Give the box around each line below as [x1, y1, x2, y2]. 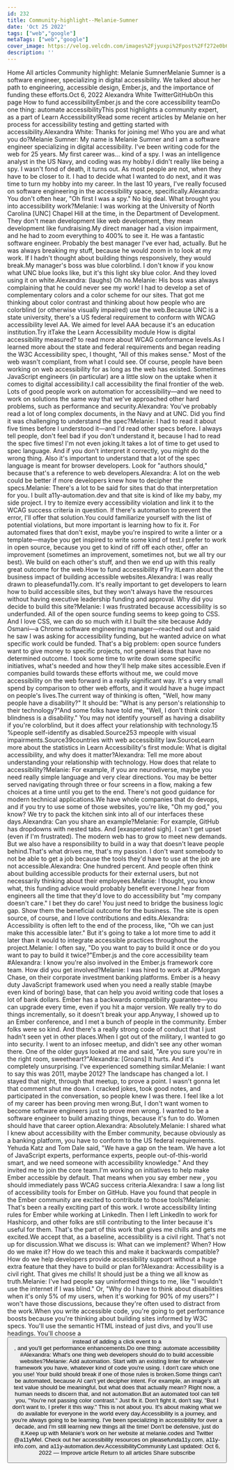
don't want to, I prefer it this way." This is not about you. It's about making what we [12, 1403, 222, 1411]
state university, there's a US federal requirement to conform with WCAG [7, 313, 216, 321]
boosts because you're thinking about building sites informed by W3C [7, 1314, 208, 1323]
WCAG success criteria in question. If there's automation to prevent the [7, 505, 212, 514]
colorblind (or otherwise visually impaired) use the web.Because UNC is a [7, 305, 219, 314]
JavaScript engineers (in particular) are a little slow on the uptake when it [7, 372, 217, 380]
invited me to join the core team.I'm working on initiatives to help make [7, 1166, 210, 1174]
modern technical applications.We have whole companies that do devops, [7, 795, 219, 803]
